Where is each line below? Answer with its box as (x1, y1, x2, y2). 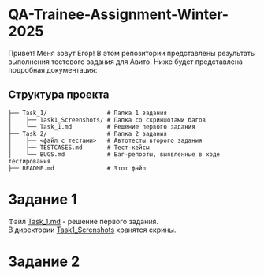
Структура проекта (8, 88, 110, 102)
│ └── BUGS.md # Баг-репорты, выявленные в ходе (8, 150, 221, 159)
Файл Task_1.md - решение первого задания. (8, 216, 159, 226)
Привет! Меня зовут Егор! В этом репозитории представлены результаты (8, 48, 256, 58)
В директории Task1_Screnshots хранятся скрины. (8, 225, 177, 234)
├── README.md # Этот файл (8, 164, 147, 172)
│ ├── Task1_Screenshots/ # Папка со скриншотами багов (8, 116, 206, 124)
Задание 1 (8, 190, 77, 208)
